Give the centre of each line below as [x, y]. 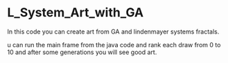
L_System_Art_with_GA [76, 13]
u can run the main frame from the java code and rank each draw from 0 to [114, 45]
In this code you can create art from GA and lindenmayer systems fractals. [113, 32]
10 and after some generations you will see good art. [82, 52]
